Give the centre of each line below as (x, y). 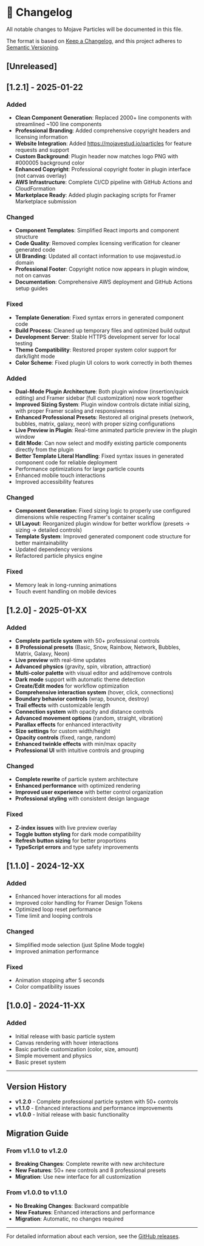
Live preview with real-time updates (60, 660)
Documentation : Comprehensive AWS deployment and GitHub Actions (104, 282)
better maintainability (42, 543)
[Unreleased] (32, 66)
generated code (35, 250)
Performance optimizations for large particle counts (80, 469)
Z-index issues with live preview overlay (66, 827)
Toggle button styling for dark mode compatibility (78, 834)
